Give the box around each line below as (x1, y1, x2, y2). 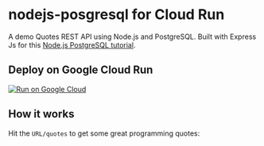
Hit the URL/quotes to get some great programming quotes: (8, 129, 200, 138)
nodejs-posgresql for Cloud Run (8, 6, 225, 24)
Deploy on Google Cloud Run (8, 63, 153, 77)
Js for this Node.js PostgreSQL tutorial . (8, 40, 136, 49)
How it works (8, 107, 75, 121)
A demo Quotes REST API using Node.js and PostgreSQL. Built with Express (8, 32, 257, 41)
